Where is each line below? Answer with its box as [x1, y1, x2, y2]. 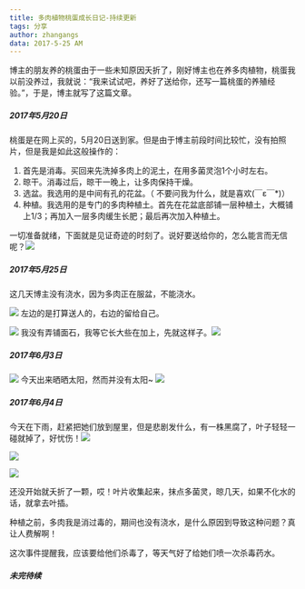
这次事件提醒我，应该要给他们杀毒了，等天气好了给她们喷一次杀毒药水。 [9, 547, 280, 559]
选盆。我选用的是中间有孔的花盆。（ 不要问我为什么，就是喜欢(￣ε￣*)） [22, 188, 290, 199]
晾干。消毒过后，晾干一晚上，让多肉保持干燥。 [22, 176, 198, 187]
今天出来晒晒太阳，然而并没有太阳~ [20, 374, 154, 385]
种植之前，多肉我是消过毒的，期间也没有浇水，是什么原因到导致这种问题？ [9, 517, 288, 528]
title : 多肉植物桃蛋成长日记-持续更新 [9, 13, 137, 23]
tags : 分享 [9, 22, 48, 31]
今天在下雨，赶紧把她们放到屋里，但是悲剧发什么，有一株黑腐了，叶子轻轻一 [9, 422, 296, 433]
